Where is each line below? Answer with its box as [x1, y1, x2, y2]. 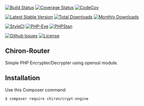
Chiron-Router [5, 47, 50, 55]
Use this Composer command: [5, 87, 67, 92]
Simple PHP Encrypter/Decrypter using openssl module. [5, 60, 119, 66]
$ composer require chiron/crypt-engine [5, 96, 89, 101]
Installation [5, 74, 40, 82]
